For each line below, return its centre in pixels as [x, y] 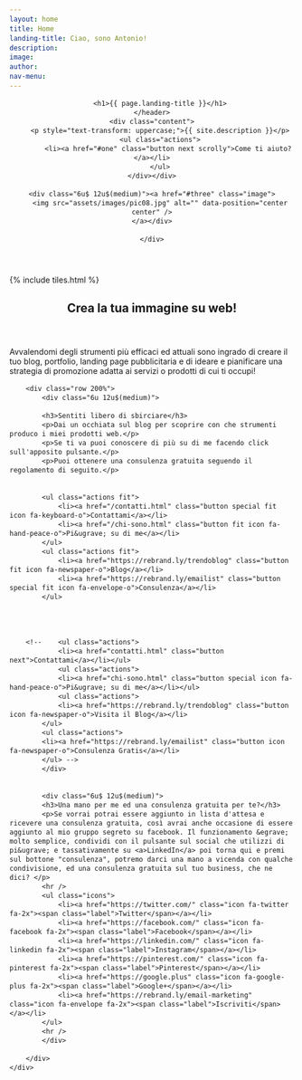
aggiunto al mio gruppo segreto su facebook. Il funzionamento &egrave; [149, 833]
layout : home [34, 19]
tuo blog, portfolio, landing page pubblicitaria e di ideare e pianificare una [146, 361]
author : [24, 67]
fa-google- [264, 978]
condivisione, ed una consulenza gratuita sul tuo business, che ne [141, 869]
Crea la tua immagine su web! [152, 308]
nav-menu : [28, 77]
